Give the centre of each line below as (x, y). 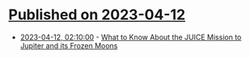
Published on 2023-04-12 (97, 15)
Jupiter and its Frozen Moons (69, 45)
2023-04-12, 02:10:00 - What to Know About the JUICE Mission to (131, 37)
